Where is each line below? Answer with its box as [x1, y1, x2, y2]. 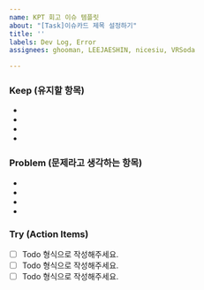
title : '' [9, 29, 46, 38]
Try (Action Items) [9, 227, 89, 240]
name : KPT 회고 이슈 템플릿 [9, 12, 100, 22]
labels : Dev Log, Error [9, 37, 97, 47]
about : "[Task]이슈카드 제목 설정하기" [9, 21, 138, 30]
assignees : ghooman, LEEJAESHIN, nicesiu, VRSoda [9, 46, 196, 55]
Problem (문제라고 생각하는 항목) [9, 156, 143, 169]
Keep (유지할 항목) [9, 85, 86, 97]
